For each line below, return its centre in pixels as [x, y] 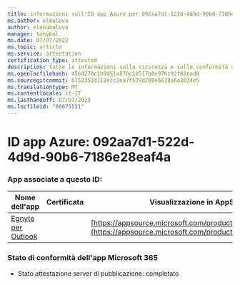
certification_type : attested [52, 61]
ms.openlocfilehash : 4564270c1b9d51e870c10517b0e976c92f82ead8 [104, 73]
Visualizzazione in [181, 202]
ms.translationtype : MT [43, 87]
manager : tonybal [33, 34]
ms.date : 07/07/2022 [38, 41]
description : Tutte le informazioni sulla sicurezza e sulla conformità [118, 67]
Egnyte [23, 219]
